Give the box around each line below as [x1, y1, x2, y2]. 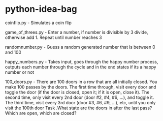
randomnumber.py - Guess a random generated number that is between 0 [5, 44, 156, 50]
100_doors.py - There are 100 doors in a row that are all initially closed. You [5, 79, 158, 85]
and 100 [5, 49, 22, 55]
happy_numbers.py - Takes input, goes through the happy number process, [5, 59, 159, 64]
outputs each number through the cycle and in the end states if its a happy [5, 64, 157, 70]
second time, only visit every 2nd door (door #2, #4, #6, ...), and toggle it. [5, 94, 154, 100]
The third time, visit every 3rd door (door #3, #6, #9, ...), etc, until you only [5, 99, 156, 105]
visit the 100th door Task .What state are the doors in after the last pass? [5, 105, 152, 111]
